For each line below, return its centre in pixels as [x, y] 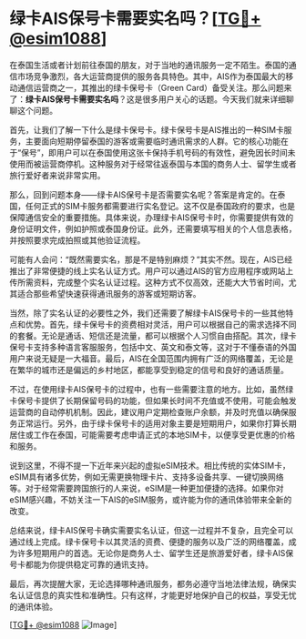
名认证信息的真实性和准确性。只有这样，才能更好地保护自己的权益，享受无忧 [153, 595]
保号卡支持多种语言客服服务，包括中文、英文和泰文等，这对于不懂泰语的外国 [153, 347]
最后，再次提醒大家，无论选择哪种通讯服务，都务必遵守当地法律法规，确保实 [153, 583]
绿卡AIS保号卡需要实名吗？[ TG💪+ [135, 19]
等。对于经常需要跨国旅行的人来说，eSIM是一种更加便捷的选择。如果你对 [147, 488]
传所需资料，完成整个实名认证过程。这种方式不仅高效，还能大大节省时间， [149, 282]
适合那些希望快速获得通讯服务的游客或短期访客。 [109, 293]
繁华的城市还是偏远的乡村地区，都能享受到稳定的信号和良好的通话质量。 [153, 370]
